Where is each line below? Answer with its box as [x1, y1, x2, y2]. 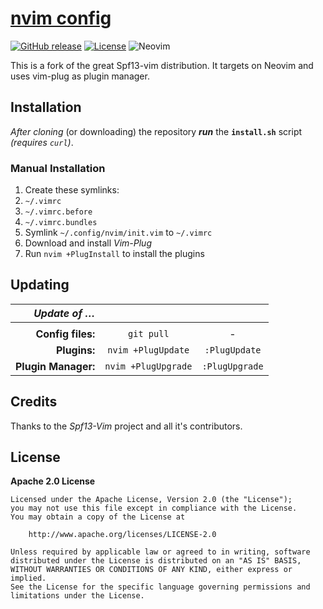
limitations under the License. [10, 591, 145, 601]
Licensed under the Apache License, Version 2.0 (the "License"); [10, 495, 293, 505]
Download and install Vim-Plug [24, 237, 152, 249]
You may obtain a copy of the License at [10, 512, 186, 522]
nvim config [10, 7, 112, 30]
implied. [10, 573, 47, 584]
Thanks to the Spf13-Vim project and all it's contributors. [10, 420, 243, 432]
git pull [128, 328, 170, 339]
